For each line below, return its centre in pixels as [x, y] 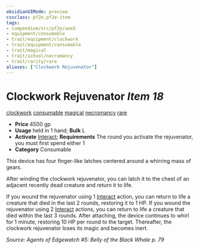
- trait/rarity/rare [32, 61]
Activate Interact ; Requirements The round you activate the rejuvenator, [104, 137]
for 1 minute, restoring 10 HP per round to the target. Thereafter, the [89, 222]
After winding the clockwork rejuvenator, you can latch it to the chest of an [98, 179]
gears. [14, 168]
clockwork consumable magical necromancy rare [67, 113]
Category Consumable [43, 150]
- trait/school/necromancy [40, 56]
